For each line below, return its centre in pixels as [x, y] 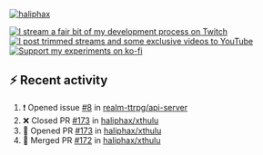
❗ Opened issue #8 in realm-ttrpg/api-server [105, 107]
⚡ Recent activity [59, 80]
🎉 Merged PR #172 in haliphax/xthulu [91, 140]
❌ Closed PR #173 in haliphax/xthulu [91, 120]
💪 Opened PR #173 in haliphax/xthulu [92, 131]
